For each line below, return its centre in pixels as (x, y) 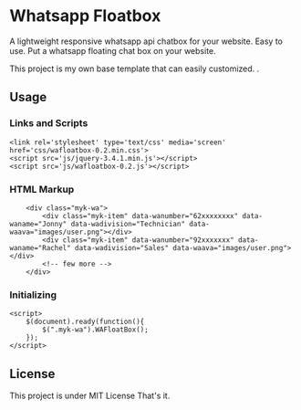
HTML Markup (42, 189)
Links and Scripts (49, 123)
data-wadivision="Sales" (122, 247)
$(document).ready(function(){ (85, 322)
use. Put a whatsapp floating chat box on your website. (113, 50)
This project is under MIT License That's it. (90, 396)
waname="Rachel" (40, 247)
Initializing (33, 295)
